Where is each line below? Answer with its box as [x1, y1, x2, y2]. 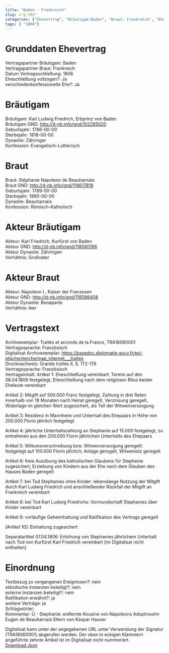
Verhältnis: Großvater [5, 255, 49, 260]
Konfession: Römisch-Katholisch [5, 204, 73, 210]
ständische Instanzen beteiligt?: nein [5, 584, 81, 590]
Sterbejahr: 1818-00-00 [5, 132, 54, 138]
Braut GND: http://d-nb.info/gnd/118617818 [5, 182, 94, 188]
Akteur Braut [5, 272, 60, 283]
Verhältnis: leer [5, 305, 37, 311]
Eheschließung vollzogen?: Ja [5, 76, 67, 82]
